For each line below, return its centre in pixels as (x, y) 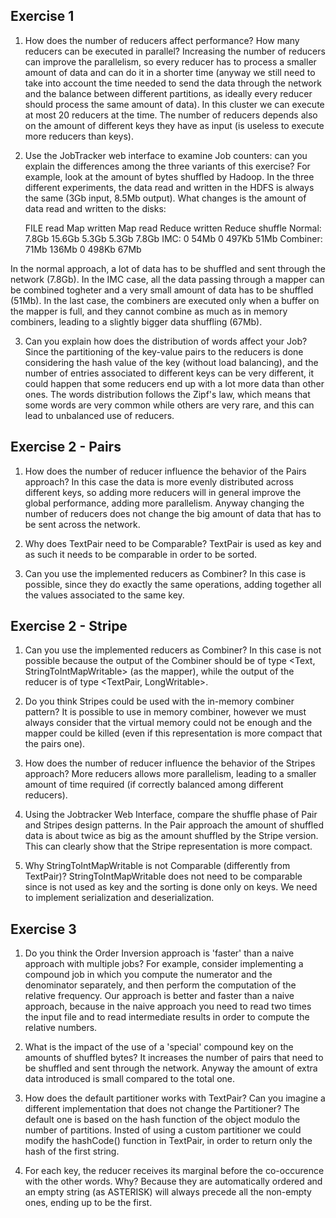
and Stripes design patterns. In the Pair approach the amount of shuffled (174, 825)
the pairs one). (55, 744)
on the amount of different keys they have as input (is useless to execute (174, 125)
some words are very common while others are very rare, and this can (169, 405)
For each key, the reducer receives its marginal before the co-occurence (174, 1171)
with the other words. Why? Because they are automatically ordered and (173, 1181)
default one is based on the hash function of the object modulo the (162, 1120)
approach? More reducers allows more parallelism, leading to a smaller (170, 774)
